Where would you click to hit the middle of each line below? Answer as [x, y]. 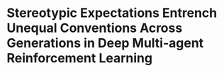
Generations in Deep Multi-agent [105, 43]
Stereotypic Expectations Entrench [112, 13]
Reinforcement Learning [80, 58]
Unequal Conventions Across [95, 28]
